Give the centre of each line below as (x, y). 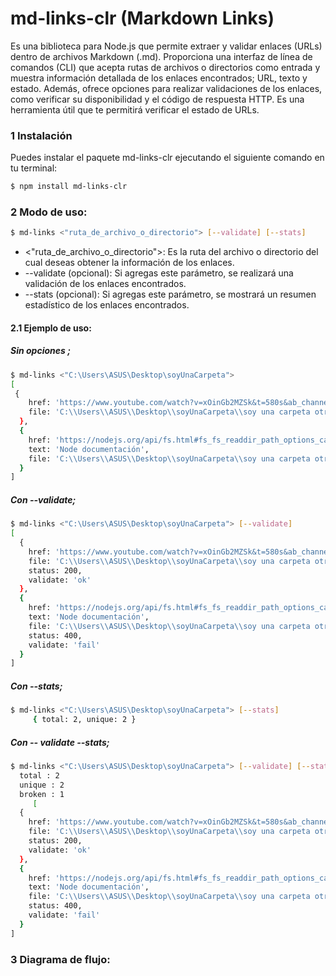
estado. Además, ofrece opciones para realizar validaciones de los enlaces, (166, 88)
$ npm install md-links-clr (69, 187)
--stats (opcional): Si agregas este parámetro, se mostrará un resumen (170, 294)
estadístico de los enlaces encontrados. (107, 305)
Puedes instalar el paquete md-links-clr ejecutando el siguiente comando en (167, 158)
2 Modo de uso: (49, 212)
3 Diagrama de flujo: (60, 959)
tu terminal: (34, 168)
